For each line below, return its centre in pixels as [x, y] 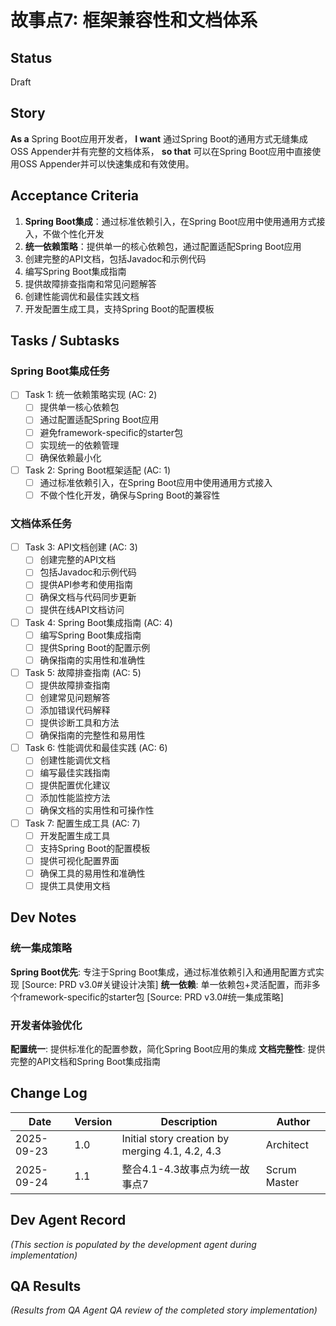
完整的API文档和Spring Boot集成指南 [86, 1061]
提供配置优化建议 [75, 785]
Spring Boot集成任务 [60, 371]
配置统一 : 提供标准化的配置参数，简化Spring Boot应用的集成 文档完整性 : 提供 [168, 1048]
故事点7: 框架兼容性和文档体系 [134, 20]
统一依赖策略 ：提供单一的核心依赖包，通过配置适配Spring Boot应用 [163, 246]
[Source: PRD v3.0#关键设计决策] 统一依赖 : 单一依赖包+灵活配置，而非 [166, 984]
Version [93, 1121]
